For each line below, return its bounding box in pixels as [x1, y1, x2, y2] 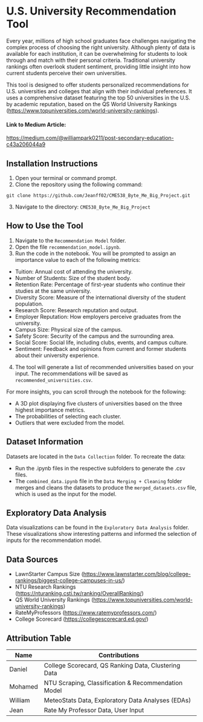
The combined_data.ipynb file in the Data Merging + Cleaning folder [14, 477, 182, 484]
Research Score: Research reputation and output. [14, 306, 138, 313]
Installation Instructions [6, 158, 98, 169]
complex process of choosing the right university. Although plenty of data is [6, 44, 195, 51]
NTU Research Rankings [14, 583, 76, 590]
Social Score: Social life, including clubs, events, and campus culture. [14, 338, 188, 346]
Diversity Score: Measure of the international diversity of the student [14, 293, 186, 301]
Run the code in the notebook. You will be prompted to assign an [14, 250, 176, 257]
